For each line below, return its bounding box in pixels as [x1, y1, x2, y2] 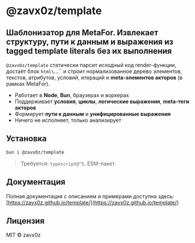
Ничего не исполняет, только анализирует [14, 116, 122, 124]
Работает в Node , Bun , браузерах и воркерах [14, 92, 130, 98]
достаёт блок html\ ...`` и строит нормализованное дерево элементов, [6, 68, 183, 75]
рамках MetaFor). [6, 81, 50, 87]
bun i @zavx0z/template [6, 149, 65, 155]
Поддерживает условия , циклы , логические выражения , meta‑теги [14, 98, 190, 105]
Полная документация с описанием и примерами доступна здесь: [6, 192, 174, 199]
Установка [6, 134, 47, 144]
